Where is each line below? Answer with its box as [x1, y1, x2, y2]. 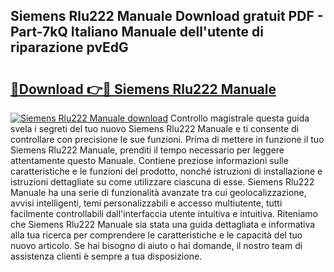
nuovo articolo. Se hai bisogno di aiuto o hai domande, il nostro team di [10, 240, 303, 251]
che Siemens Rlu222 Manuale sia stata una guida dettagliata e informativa [10, 219, 316, 230]
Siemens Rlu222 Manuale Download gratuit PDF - [10, 8, 324, 25]
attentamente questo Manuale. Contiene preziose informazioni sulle [10, 155, 289, 166]
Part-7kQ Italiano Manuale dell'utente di [10, 24, 264, 41]
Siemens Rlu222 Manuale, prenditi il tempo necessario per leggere [10, 144, 285, 156]
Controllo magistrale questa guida [169, 112, 310, 124]
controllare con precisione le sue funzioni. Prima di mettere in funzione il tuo [10, 134, 325, 145]
